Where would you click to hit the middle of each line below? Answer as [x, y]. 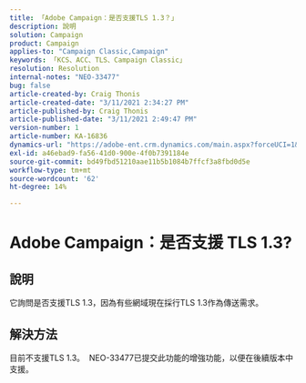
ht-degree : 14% [38, 187]
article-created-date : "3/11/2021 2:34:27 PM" [99, 102]
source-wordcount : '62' [55, 178]
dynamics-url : [36, 145]
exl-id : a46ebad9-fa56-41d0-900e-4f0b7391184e [99, 153]
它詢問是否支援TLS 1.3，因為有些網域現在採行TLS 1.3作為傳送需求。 [137, 303]
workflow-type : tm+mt [51, 170]
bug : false [30, 86]
